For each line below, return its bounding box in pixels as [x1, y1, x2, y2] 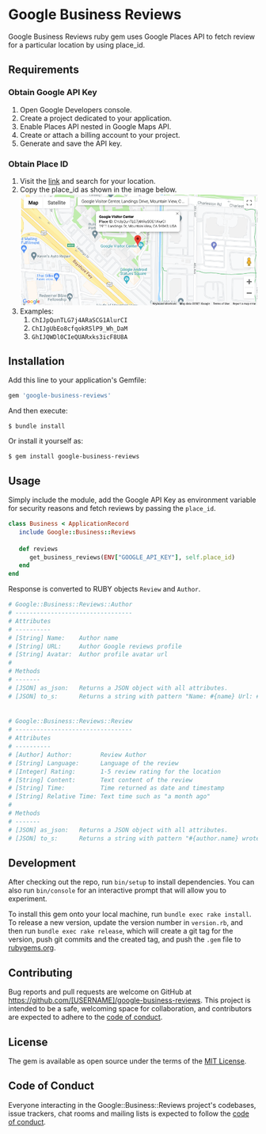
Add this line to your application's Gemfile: [8, 375, 146, 385]
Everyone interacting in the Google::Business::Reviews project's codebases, [8, 1100, 256, 1109]
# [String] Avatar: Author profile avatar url [8, 651, 169, 659]
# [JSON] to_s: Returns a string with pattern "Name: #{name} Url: [8, 692, 253, 700]
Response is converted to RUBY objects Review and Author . [8, 584, 201, 594]
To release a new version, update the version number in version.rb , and [8, 918, 244, 927]
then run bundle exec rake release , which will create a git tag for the [8, 927, 234, 936]
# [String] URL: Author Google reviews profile [8, 642, 182, 650]
